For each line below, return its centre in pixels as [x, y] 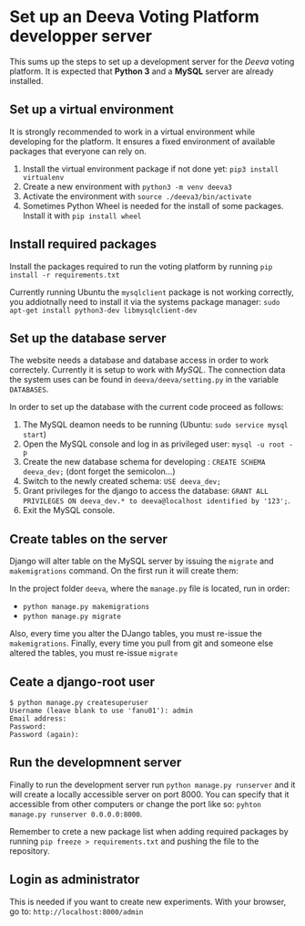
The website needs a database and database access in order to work [139, 360]
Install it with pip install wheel [82, 216]
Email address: [38, 719]
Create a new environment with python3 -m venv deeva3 [127, 186]
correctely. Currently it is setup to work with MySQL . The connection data [147, 370]
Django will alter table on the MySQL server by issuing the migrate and [142, 561]
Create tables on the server [89, 539]
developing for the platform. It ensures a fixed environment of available [142, 141]
